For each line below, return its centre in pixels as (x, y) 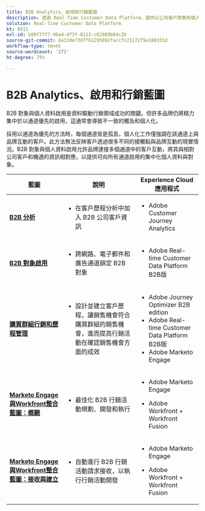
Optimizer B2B (169, 304)
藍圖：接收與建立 (34, 479)
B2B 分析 (22, 217)
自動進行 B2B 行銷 (101, 461)
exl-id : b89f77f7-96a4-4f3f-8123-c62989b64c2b (67, 35)
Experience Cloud (167, 180)
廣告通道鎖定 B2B (101, 263)
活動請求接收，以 (100, 471)
